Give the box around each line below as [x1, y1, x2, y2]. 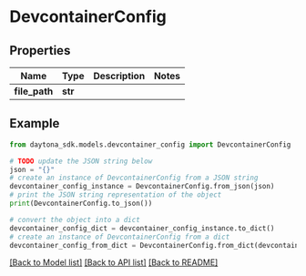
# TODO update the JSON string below [9, 157, 153, 166]
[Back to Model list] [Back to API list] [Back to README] [9, 257, 219, 268]
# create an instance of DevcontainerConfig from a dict [9, 232, 230, 241]
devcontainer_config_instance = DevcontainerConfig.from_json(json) [9, 182, 275, 191]
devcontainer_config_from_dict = [9, 240, 137, 250]
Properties [9, 43, 71, 58]
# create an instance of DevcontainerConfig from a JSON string [9, 173, 259, 183]
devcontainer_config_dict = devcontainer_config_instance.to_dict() [9, 223, 275, 233]
